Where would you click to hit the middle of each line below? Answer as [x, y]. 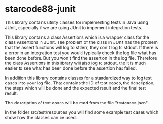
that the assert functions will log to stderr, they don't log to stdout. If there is [81, 47]
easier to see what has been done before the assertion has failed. [71, 68]
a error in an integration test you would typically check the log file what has [81, 53]
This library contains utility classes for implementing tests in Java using [77, 22]
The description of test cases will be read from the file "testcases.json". [77, 103]
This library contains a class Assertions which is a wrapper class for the [77, 37]
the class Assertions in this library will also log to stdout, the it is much [76, 63]
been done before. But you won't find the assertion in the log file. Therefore [81, 58]
